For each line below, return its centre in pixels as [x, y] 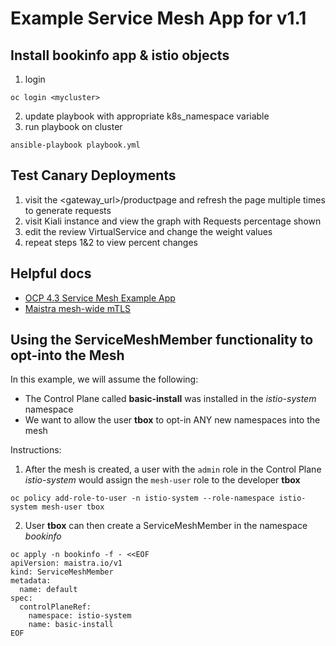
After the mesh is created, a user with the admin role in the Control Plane [173, 469]
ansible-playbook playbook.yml [75, 145]
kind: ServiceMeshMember [62, 572]
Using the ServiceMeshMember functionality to [162, 340]
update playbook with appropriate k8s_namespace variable [147, 116]
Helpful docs [51, 273]
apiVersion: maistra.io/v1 [66, 563]
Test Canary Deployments [93, 175]
